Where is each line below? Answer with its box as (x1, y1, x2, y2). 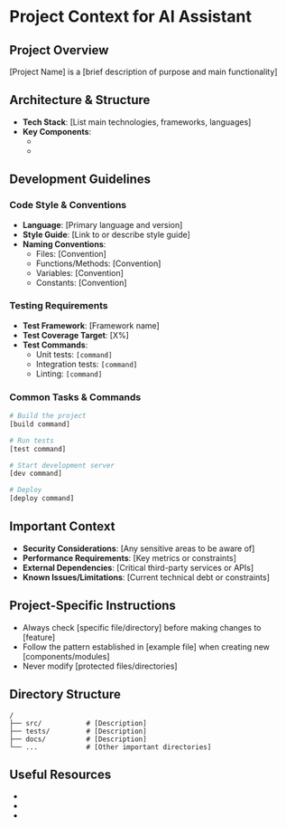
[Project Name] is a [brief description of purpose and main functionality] (9, 66, 278, 77)
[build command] (9, 419, 70, 429)
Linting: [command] (35, 368, 103, 379)
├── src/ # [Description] (9, 718, 147, 727)
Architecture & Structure (9, 92, 151, 108)
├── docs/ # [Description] (9, 735, 147, 744)
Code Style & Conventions (9, 199, 127, 212)
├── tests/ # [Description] (9, 727, 147, 736)
